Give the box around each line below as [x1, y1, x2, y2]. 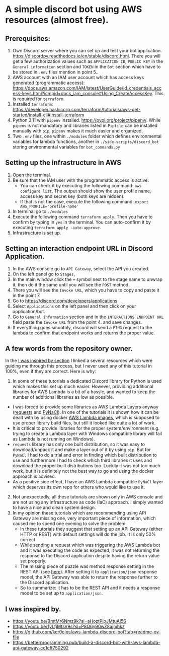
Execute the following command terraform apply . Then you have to [12, 213, 153, 220]
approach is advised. [12, 473, 56, 479]
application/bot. [12, 308, 45, 314]
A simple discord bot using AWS [5, 4, 142, 15]
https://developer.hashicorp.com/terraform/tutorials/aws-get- [12, 107, 141, 112]
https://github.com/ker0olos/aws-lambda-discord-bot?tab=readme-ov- [12, 629, 161, 635]
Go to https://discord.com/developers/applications [12, 298, 118, 304]
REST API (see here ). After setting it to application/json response [20, 569, 157, 575]
